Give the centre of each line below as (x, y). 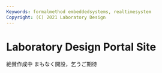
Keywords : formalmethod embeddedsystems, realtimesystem (79, 12)
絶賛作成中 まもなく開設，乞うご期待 (52, 64)
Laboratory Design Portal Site (81, 47)
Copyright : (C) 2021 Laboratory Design (56, 17)
